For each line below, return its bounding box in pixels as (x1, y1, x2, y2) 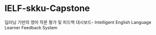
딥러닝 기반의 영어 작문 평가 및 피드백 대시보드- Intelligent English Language (4, 19, 152, 25)
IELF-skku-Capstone (4, 3, 90, 14)
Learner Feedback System (4, 24, 58, 30)
